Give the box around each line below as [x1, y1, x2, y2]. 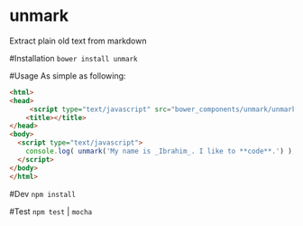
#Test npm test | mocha [9, 205, 93, 217]
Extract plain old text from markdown [9, 35, 147, 46]
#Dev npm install [9, 188, 77, 199]
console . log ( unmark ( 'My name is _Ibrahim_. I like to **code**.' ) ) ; [25, 146, 297, 156]
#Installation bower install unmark [9, 52, 138, 63]
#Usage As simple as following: [9, 70, 126, 81]
